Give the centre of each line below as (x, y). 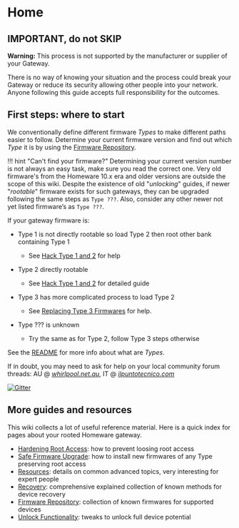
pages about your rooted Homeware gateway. (75, 435)
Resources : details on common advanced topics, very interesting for (118, 471)
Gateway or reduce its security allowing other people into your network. (113, 85)
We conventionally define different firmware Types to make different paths (117, 132)
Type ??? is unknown (49, 325)
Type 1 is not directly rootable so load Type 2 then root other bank (115, 234)
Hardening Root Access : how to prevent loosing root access (106, 448)
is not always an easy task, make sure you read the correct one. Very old (114, 168)
